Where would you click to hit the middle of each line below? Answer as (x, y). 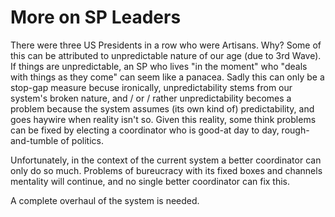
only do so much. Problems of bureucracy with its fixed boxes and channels (166, 170)
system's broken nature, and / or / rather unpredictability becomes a (151, 98)
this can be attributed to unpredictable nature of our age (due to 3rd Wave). (166, 55)
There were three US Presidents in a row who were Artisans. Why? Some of (166, 45)
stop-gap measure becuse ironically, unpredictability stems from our (151, 87)
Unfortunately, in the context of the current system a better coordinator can (166, 160)
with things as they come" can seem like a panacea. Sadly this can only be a (167, 77)
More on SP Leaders (96, 17)
